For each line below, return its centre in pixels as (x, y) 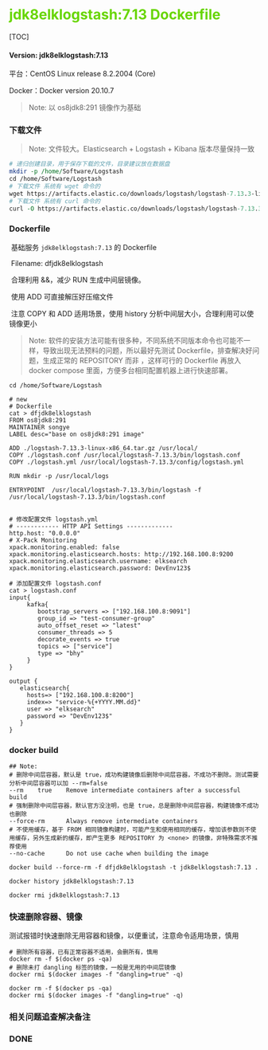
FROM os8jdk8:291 (38, 420)
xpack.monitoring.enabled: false (64, 547)
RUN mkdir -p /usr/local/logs (59, 476)
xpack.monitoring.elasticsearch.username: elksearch (98, 561)
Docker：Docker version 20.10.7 (62, 91)
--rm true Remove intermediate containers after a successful (125, 790)
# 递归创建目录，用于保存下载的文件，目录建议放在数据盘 (89, 164)
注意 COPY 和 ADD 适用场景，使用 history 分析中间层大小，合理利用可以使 (132, 313)
